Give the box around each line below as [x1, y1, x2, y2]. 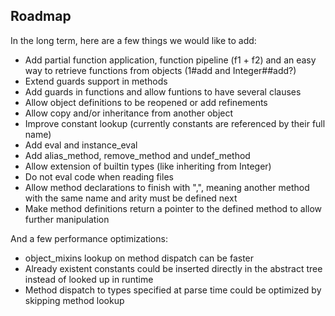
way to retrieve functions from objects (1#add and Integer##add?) [24, 64, 297, 76]
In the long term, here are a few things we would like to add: [10, 34, 257, 46]
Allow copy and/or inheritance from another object [24, 107, 234, 119]
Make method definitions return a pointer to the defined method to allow [24, 202, 323, 214]
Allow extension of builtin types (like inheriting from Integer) [24, 160, 272, 172]
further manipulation [24, 213, 110, 225]
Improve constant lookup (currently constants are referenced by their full [24, 117, 326, 129]
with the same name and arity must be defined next [24, 192, 238, 204]
